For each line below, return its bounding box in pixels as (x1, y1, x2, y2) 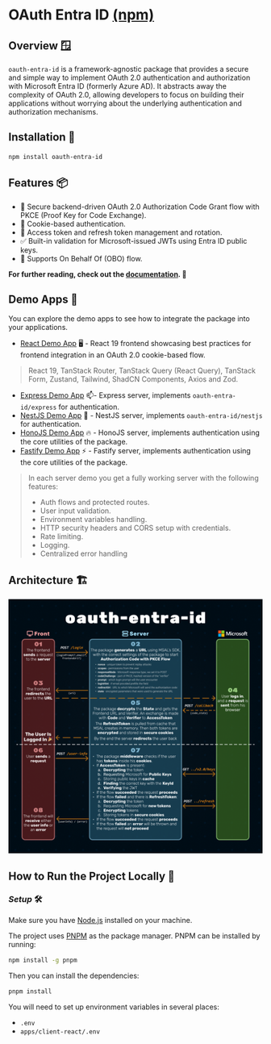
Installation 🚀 (8, 131, 76, 144)
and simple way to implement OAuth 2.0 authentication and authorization (8, 73, 251, 82)
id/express (19, 403, 57, 412)
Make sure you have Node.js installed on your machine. (8, 915, 193, 925)
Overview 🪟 (8, 39, 72, 52)
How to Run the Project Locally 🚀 (8, 869, 175, 883)
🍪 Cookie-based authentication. (19, 219, 127, 228)
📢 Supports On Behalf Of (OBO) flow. (19, 253, 143, 263)
